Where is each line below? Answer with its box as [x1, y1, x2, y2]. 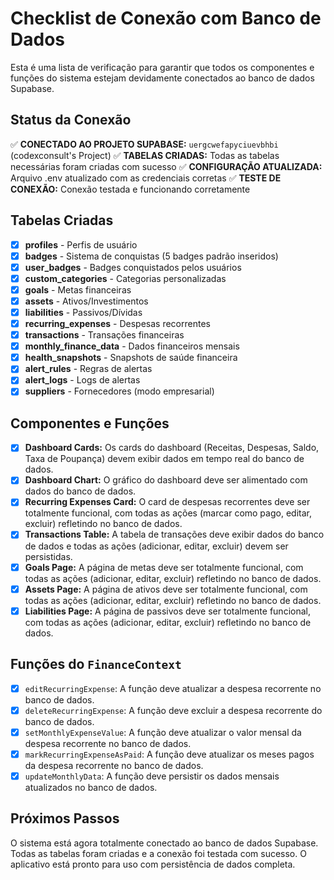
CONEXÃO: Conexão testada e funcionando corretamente [10, 183, 251, 195]
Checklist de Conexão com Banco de [10, 7, 322, 30]
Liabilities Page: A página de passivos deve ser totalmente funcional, [24, 605, 311, 617]
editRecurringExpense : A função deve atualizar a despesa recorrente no [24, 682, 322, 694]
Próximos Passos [10, 810, 120, 827]
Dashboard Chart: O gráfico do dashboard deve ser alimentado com [24, 474, 308, 486]
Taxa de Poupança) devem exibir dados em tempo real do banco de [24, 453, 305, 465]
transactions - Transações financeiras [24, 329, 185, 341]
